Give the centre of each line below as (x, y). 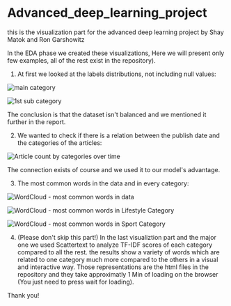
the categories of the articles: (59, 143)
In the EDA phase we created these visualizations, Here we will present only (116, 53)
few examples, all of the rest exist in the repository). (81, 60)
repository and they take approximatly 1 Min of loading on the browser (118, 274)
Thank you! (23, 295)
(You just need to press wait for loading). (75, 282)
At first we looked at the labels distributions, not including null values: (117, 74)
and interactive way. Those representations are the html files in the (113, 267)
